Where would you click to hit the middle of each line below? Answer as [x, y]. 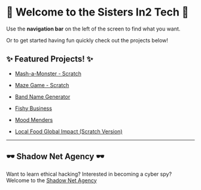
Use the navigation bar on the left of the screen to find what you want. [93, 29]
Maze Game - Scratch [42, 85]
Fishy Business [33, 108]
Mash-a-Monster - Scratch [48, 73]
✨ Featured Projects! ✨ [50, 59]
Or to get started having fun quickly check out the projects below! [87, 40]
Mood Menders [34, 119]
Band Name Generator [42, 96]
